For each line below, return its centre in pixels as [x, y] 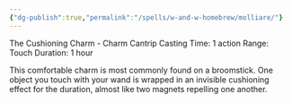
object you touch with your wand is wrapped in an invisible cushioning [139, 79]
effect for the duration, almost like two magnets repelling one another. [138, 89]
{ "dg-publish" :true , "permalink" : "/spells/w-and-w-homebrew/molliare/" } [146, 17]
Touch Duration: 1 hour [51, 52]
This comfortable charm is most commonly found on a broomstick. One [142, 70]
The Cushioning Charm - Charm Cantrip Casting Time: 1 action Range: [139, 43]
